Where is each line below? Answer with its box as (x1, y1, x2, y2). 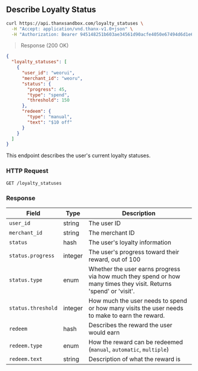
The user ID (88, 219, 121, 227)
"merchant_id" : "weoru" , (21, 75, 83, 82)
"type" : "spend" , (27, 92, 70, 98)
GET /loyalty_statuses (6, 180, 62, 186)
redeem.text (9, 356, 43, 362)
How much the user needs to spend (88, 297, 187, 305)
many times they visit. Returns (88, 279, 172, 288)
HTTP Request (6, 167, 49, 175)
